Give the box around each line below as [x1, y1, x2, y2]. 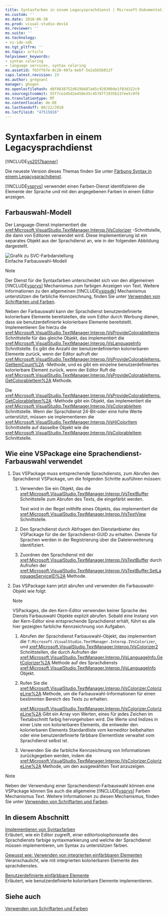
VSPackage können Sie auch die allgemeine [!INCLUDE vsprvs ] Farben [5, 788, 150, 794]
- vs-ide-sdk [5, 40, 32, 45]
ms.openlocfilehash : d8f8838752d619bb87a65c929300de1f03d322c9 [5, 86, 140, 92]
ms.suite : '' [5, 31, 32, 36]
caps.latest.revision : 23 [5, 73, 59, 78]
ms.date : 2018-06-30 [5, 17, 48, 22]
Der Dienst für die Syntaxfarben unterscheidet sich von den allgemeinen [5, 277, 154, 283]
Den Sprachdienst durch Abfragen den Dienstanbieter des [19, 526, 140, 532]
